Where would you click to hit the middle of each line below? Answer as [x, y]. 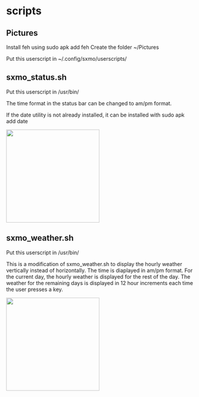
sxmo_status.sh [37, 78]
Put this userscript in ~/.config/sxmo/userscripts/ [66, 59]
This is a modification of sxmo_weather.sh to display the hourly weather [94, 264]
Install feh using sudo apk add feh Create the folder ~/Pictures [83, 47]
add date [17, 121]
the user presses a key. [35, 289]
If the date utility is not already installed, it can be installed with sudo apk [95, 115]
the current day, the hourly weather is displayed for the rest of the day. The [98, 276]
